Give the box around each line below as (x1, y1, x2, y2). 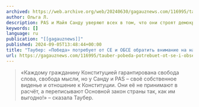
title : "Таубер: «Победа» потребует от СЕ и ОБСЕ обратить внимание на (6, 47, 187, 53)
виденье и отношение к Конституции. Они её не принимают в (20, 81, 178, 89)
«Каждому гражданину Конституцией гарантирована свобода (20, 69, 179, 76)
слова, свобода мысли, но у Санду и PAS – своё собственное (20, 75, 177, 82)
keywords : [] (6, 25, 38, 31)
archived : (6, 8, 31, 15)
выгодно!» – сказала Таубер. (20, 94, 94, 101)
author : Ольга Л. (6, 14, 49, 20)
